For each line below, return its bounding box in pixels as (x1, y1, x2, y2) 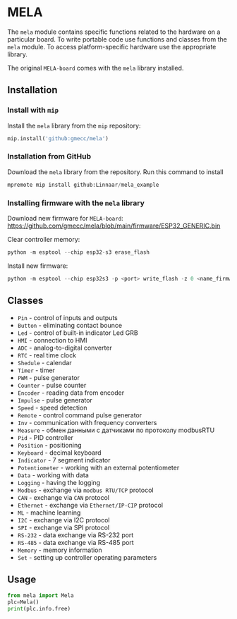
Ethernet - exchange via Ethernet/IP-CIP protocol (17, 501, 164, 509)
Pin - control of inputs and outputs (17, 313, 118, 321)
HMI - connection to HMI (17, 336, 87, 344)
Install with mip (7, 105, 59, 115)
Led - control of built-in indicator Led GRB (17, 329, 139, 337)
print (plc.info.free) (7, 606, 71, 613)
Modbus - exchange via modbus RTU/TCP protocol (17, 486, 154, 494)
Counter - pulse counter (17, 381, 87, 389)
